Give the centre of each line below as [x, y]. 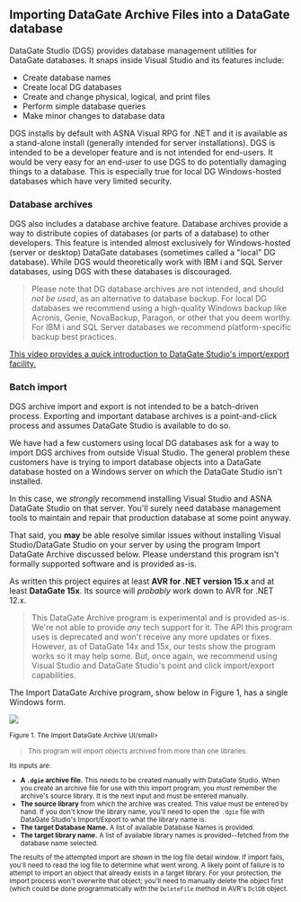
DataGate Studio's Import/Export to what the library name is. [113, 819]
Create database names [66, 77]
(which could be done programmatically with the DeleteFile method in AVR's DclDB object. [149, 889]
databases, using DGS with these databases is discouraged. [120, 272]
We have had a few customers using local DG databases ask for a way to [144, 443]
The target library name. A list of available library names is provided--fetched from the [155, 835]
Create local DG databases [72, 87]
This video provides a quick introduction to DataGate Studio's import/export [150, 354]
